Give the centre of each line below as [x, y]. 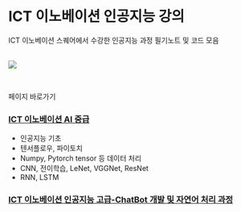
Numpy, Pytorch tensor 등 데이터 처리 [81, 158]
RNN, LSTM [39, 177]
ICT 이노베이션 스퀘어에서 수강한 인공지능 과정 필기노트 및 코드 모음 [114, 40]
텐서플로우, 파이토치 [51, 149]
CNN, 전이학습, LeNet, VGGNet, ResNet [84, 169]
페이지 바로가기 [32, 96]
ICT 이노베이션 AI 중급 [49, 119]
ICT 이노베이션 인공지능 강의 [96, 16]
